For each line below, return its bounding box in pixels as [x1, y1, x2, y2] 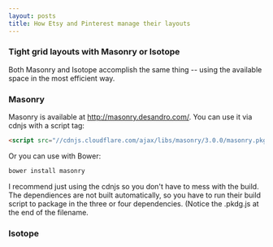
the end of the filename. [8, 207, 89, 217]
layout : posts [8, 11, 57, 20]
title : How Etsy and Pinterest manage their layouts [8, 19, 191, 28]
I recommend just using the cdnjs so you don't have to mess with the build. [8, 181, 259, 191]
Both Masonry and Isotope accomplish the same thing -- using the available [8, 64, 262, 74]
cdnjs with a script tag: [8, 121, 85, 131]
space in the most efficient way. [8, 73, 115, 83]
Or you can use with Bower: [8, 151, 102, 161]
